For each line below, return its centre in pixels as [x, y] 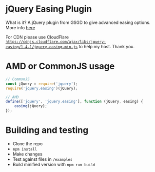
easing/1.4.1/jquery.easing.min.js [42, 47]
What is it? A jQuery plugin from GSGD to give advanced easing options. [78, 22]
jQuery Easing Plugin [49, 9]
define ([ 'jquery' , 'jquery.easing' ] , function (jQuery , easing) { [74, 102]
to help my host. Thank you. [107, 46]
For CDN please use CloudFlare [37, 37]
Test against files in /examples [42, 159]
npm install [25, 149]
